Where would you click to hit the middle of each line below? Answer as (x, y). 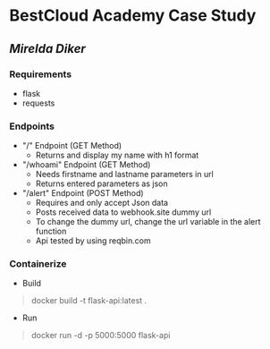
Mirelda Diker (48, 49)
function (51, 231)
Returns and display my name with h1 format (117, 155)
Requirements (41, 74)
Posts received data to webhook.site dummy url (123, 212)
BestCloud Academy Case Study (133, 16)
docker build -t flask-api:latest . (89, 301)
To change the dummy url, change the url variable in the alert (148, 222)
